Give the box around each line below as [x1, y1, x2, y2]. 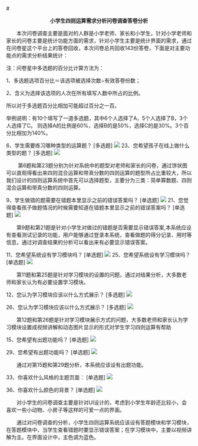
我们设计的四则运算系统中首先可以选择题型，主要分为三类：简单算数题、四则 [6, 177, 192, 184]
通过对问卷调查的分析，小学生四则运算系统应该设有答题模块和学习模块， [16, 419, 192, 426]
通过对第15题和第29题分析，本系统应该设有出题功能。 [16, 362, 147, 368]
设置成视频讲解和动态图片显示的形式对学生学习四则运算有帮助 [21, 324, 171, 330]
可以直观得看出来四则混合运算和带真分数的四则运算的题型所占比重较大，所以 [6, 170, 192, 176]
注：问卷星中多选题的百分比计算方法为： [6, 64, 104, 71]
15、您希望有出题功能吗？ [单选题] [6, 336, 90, 343]
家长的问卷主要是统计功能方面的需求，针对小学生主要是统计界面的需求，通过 [6, 37, 192, 44]
